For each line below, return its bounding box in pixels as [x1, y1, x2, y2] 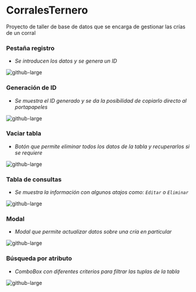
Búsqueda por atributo [6, 254, 72, 263]
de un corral [6, 29, 36, 36]
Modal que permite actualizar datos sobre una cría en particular [14, 228, 172, 235]
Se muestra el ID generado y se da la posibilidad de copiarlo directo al [14, 97, 187, 104]
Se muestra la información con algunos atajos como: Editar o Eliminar [14, 189, 189, 196]
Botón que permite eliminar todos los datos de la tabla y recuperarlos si [14, 143, 190, 150]
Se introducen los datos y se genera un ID [14, 57, 117, 65]
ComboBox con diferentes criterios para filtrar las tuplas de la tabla [14, 268, 180, 275]
